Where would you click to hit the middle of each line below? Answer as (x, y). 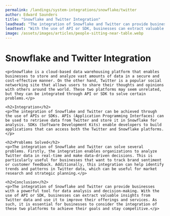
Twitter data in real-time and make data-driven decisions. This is (79, 155)
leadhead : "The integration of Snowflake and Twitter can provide (77, 24)
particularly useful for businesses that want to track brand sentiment (83, 160)
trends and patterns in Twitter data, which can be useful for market (81, 169)
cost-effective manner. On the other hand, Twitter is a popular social (83, 80)
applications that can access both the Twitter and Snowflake (72, 129)
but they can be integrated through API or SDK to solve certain (75, 94)
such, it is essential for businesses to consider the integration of (81, 204)
